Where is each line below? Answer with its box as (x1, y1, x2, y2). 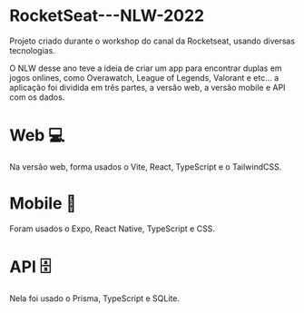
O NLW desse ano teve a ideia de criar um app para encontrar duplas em (9, 63, 283, 73)
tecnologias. (9, 44, 56, 55)
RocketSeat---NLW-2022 (9, 5, 205, 26)
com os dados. (9, 92, 65, 103)
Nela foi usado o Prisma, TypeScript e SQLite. (9, 292, 180, 304)
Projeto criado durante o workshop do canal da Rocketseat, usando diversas (9, 35, 296, 46)
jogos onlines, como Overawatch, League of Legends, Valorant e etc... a (9, 72, 279, 83)
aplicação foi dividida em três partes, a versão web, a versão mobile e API (9, 82, 286, 93)
